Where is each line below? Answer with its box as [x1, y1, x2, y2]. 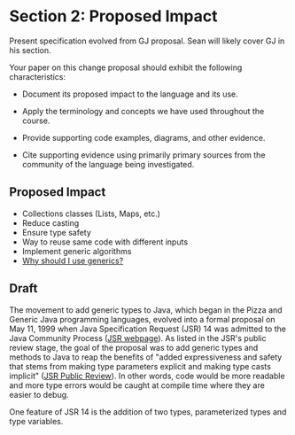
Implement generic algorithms [21, 245, 132, 256]
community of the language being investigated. [21, 159, 195, 169]
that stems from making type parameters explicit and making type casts [9, 361, 272, 371]
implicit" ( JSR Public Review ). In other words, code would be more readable [9, 370, 285, 381]
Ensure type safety [21, 227, 91, 237]
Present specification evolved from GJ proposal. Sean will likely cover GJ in [9, 35, 285, 46]
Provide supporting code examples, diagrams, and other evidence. [21, 132, 266, 143]
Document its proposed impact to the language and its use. [21, 89, 239, 99]
